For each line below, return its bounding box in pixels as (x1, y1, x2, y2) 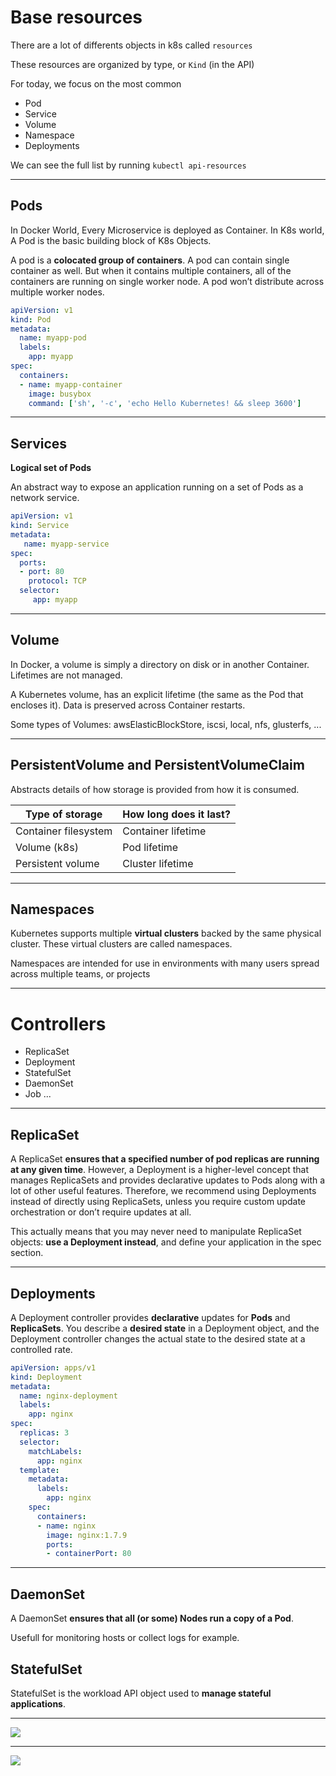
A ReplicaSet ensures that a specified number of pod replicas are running (10, 1153, 320, 1165)
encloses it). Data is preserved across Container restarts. (10, 699, 246, 711)
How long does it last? (122, 807, 231, 821)
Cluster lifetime (122, 856, 194, 870)
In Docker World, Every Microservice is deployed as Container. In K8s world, (10, 224, 325, 236)
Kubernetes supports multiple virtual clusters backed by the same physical (10, 927, 322, 940)
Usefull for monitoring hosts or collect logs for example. (10, 1632, 240, 1644)
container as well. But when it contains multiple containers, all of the (10, 264, 292, 276)
